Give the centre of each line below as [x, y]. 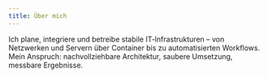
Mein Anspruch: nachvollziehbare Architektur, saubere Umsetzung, [121, 56]
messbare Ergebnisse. [46, 65]
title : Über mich [38, 16]
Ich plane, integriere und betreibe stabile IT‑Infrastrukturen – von [117, 39]
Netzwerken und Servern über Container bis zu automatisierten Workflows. [134, 48]
